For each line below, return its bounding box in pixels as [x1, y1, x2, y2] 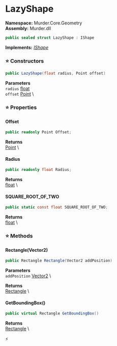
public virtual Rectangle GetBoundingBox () [5, 311, 99, 316]
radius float [5, 85, 30, 92]
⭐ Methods [5, 233, 33, 240]
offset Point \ [5, 91, 34, 97]
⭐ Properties [5, 104, 37, 111]
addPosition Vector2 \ [5, 273, 51, 279]
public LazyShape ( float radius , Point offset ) [5, 71, 106, 76]
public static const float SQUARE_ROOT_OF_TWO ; [5, 205, 108, 210]
